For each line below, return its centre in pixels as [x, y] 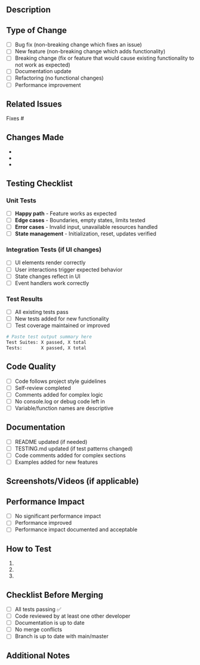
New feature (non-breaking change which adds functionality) [90, 52]
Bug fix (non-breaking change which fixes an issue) [78, 45]
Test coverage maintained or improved [62, 325]
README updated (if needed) [51, 442]
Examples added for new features [56, 462]
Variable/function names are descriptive [64, 408]
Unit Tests [21, 200]
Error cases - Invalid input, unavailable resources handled [86, 227]
